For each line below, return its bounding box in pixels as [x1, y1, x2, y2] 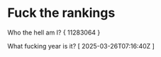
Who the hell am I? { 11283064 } [7, 28, 101, 37]
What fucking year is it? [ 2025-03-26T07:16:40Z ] [7, 42, 155, 50]
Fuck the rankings [7, 5, 116, 21]
